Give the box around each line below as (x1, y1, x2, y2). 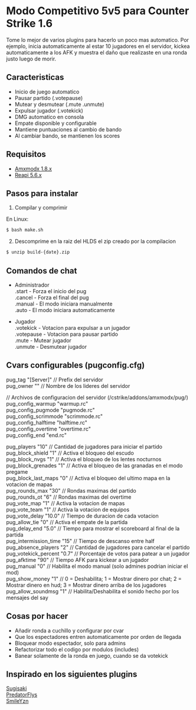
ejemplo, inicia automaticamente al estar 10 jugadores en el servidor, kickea (6, 43, 190, 50)
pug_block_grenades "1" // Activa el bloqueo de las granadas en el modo (6, 462, 183, 469)
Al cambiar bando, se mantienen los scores (14, 132, 120, 139)
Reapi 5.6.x (14, 171, 43, 178)
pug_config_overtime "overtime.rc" (6, 425, 92, 432)
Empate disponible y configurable (14, 120, 97, 127)
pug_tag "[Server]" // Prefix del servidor (6, 376, 103, 383)
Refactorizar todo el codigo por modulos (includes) (14, 645, 139, 653)
